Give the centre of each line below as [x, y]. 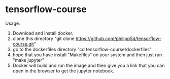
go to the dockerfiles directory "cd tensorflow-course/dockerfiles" [82, 49]
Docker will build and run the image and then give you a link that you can [89, 65]
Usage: [13, 23]
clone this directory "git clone [43, 38]
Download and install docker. [43, 33]
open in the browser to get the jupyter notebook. [63, 71]
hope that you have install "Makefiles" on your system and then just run [87, 55]
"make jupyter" [28, 60]
